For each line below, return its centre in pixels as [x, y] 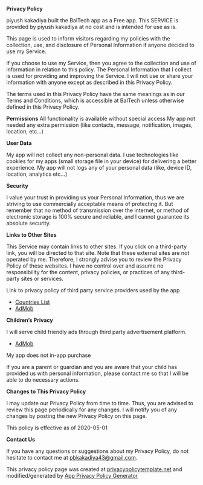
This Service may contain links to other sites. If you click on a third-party [97, 246]
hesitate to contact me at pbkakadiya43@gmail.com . [72, 458]
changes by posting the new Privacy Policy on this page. [77, 416]
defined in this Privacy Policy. [43, 107]
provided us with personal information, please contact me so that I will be [98, 373]
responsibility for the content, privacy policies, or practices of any [88, 272]
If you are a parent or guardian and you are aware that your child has [92, 367]
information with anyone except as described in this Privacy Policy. [89, 82]
